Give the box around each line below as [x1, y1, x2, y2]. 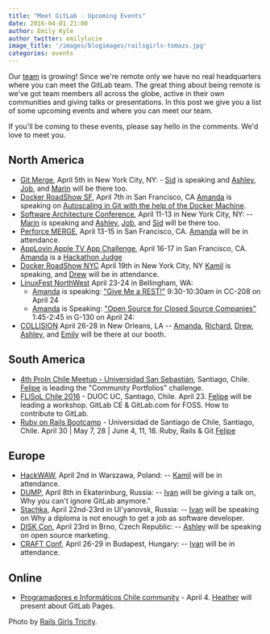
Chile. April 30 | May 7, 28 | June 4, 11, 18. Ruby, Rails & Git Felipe [19, 426, 236, 435]
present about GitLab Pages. [19, 601, 115, 611]
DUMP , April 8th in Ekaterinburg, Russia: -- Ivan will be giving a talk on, [19, 488, 256, 498]
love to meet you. [8, 130, 66, 140]
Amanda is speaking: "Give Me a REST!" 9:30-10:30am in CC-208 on [31, 286, 261, 296]
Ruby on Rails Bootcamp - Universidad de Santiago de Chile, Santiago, [19, 417, 255, 426]
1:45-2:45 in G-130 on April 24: [31, 312, 135, 321]
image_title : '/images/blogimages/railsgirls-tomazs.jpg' [8, 42, 207, 50]
